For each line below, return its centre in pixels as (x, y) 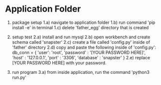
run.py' (19, 77)
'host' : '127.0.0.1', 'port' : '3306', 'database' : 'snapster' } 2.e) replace (81, 57)
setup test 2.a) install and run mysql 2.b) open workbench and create (81, 37)
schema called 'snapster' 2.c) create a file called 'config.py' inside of (81, 42)
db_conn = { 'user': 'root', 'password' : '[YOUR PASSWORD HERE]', (79, 52)
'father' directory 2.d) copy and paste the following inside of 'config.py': (84, 47)
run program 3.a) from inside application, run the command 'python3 (81, 72)
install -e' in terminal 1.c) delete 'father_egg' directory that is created (80, 27)
